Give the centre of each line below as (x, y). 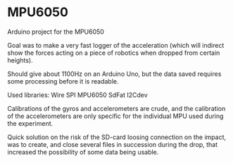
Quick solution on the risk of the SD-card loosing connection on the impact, (117, 137)
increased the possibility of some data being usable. (83, 152)
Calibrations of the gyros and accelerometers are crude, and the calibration (116, 108)
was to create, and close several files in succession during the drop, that (113, 144)
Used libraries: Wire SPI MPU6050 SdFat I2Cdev (77, 95)
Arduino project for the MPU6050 (56, 32)
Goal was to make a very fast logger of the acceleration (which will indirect (116, 45)
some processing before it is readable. (63, 81)
